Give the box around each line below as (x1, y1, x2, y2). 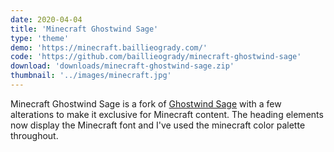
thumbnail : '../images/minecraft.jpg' (10, 71, 172, 81)
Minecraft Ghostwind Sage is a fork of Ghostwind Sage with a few (10, 97, 282, 110)
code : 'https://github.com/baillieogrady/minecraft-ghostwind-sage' (10, 52, 302, 62)
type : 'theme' (10, 33, 70, 43)
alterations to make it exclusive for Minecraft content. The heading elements (10, 108, 324, 120)
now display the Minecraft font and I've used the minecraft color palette (10, 119, 306, 131)
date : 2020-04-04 (10, 14, 83, 25)
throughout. (10, 129, 59, 141)
